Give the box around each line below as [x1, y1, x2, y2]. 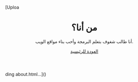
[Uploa [5, 5, 19, 10]
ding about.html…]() [5, 71, 47, 77]
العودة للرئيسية [70, 48, 99, 54]
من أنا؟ [71, 22, 97, 33]
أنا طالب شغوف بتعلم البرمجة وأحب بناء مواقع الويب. [35, 38, 134, 44]
